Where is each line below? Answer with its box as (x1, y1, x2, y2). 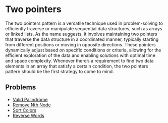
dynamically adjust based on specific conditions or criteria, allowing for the (5, 47, 161, 53)
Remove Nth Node (12, 102, 51, 108)
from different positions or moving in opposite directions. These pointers (5, 41, 156, 47)
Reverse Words (12, 112, 44, 118)
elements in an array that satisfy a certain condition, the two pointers (5, 63, 148, 69)
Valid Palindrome (12, 96, 48, 102)
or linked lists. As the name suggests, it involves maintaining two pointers (5, 31, 157, 37)
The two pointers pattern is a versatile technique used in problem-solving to (5, 20, 163, 26)
